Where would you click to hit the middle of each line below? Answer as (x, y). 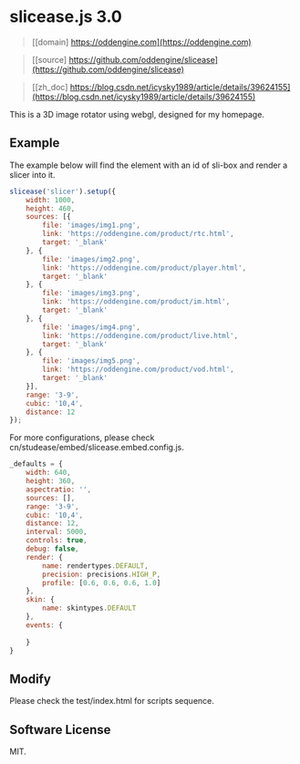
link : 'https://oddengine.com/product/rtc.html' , (138, 234)
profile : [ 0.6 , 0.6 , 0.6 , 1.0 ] (102, 583)
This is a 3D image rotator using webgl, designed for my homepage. (137, 114)
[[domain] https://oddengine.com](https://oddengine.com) (142, 42)
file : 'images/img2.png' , (92, 259)
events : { (45, 625)
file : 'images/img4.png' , (92, 327)
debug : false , (52, 549)
